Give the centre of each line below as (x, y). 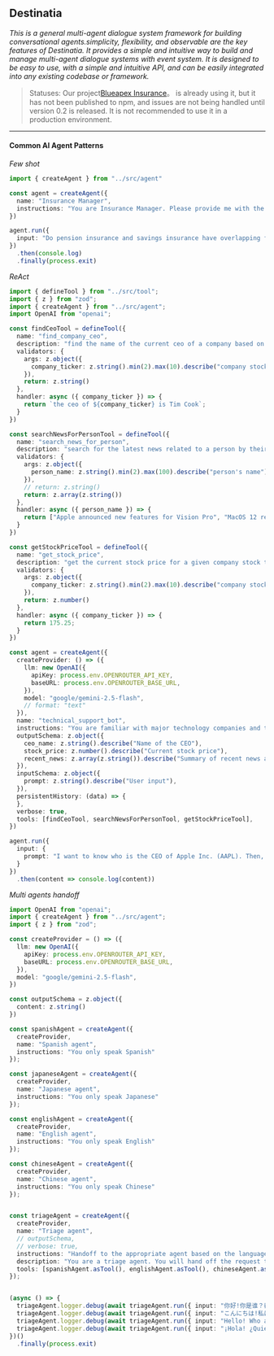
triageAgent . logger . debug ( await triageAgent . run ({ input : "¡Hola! (131, 1328)
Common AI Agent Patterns (57, 146)
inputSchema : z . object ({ (59, 774)
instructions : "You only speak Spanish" (86, 1052)
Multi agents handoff (44, 895)
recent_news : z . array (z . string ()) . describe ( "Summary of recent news (142, 759)
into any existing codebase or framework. (79, 76)
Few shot (24, 164)
